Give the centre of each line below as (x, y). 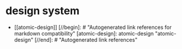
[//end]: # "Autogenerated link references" (86, 40)
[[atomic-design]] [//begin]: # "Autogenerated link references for (93, 27)
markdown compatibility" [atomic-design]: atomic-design (84, 33)
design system (43, 11)
